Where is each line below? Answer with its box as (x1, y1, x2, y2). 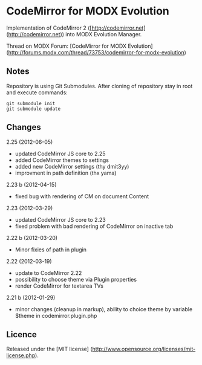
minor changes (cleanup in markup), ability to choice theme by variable (15, 305, 193, 312)
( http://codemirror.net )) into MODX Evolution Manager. (6, 30, 142, 37)
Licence (6, 329, 37, 340)
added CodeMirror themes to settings (15, 156, 109, 164)
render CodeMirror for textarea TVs (15, 282, 104, 289)
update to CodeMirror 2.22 (15, 269, 82, 276)
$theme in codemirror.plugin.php (15, 312, 97, 319)
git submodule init (6, 100, 56, 106)
